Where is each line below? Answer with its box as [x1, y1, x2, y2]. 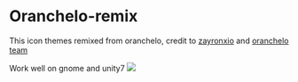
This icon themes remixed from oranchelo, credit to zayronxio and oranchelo [9, 35, 289, 46]
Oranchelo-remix [9, 6, 138, 26]
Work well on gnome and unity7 [9, 63, 126, 73]
